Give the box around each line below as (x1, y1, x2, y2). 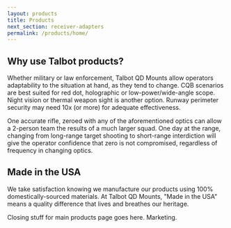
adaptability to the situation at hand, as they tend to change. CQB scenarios (7, 81, 224, 90)
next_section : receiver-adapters (7, 23, 104, 30)
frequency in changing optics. (7, 147, 93, 155)
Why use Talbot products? (7, 55, 124, 67)
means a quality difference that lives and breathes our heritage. (7, 199, 189, 208)
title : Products (7, 17, 54, 24)
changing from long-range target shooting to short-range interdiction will (7, 131, 216, 140)
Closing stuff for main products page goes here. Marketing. (7, 213, 177, 221)
